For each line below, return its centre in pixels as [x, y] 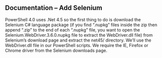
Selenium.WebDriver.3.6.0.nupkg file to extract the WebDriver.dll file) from [79, 35]
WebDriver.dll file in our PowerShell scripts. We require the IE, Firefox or [77, 45]
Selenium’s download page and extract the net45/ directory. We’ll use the [78, 40]
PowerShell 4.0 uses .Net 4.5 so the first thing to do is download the [73, 19]
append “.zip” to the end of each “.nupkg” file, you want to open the [73, 30]
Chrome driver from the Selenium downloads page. [56, 50]
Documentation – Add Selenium [54, 8]
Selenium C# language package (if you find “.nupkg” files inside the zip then [81, 25]
